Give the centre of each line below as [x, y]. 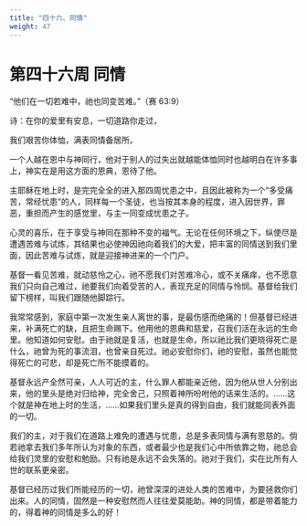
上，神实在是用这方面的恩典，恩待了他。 [85, 171]
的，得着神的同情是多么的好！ [65, 512]
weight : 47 [30, 26]
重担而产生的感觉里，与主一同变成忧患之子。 [109, 213]
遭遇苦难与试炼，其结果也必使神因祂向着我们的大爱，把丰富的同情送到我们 [149, 244]
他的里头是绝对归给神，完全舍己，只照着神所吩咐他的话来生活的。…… [156, 394]
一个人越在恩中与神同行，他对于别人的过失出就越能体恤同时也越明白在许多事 [153, 160]
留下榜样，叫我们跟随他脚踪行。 [69, 298]
